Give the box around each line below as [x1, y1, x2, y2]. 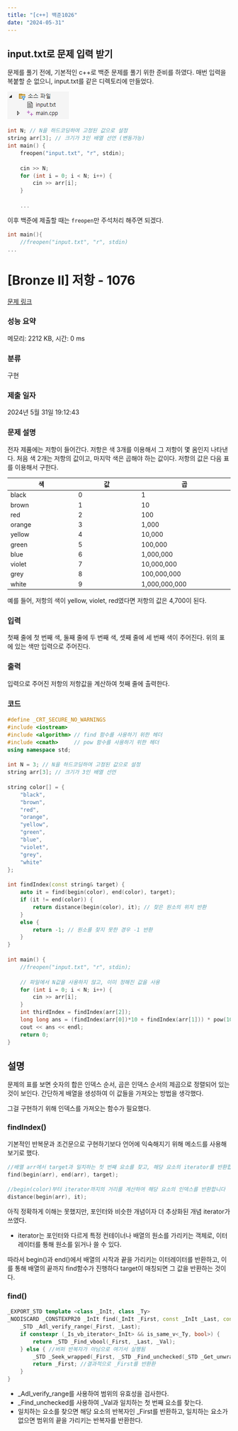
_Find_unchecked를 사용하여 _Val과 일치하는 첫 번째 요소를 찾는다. [17, 1398, 203, 1407]
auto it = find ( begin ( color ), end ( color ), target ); [20, 889, 176, 896]
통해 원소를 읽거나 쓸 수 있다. [42, 1240, 122, 1249]
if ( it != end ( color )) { [20, 896, 93, 904]
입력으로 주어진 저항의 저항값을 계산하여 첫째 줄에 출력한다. [7, 679, 170, 687]
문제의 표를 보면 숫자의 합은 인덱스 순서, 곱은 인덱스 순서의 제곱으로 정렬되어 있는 [7, 1081, 230, 1089]
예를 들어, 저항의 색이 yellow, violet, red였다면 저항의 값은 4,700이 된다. [7, 596, 207, 605]
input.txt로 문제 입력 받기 [7, 48, 113, 60]
